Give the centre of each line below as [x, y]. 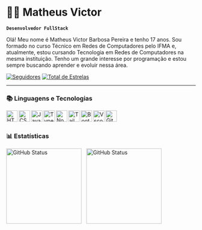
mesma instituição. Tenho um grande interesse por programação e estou [96, 58]
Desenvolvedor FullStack [37, 28]
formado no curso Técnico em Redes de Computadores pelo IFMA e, [91, 46]
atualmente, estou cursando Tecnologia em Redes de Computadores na [95, 52]
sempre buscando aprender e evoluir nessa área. [67, 65]
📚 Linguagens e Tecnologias [50, 98]
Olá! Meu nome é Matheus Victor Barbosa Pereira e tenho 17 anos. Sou [94, 39]
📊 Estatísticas [28, 136]
